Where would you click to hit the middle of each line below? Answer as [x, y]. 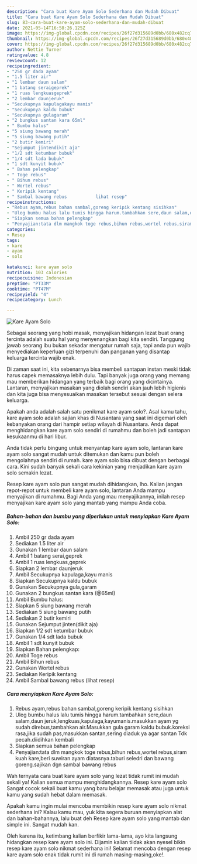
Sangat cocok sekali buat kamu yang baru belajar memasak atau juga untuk [98, 788]
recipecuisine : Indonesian [39, 278]
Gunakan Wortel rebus [42, 668]
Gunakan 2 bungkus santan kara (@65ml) [65, 593]
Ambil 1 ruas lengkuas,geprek [51, 562]
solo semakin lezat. [30, 473]
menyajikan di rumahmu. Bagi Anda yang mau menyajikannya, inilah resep [96, 497]
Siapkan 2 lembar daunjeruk [49, 568]
